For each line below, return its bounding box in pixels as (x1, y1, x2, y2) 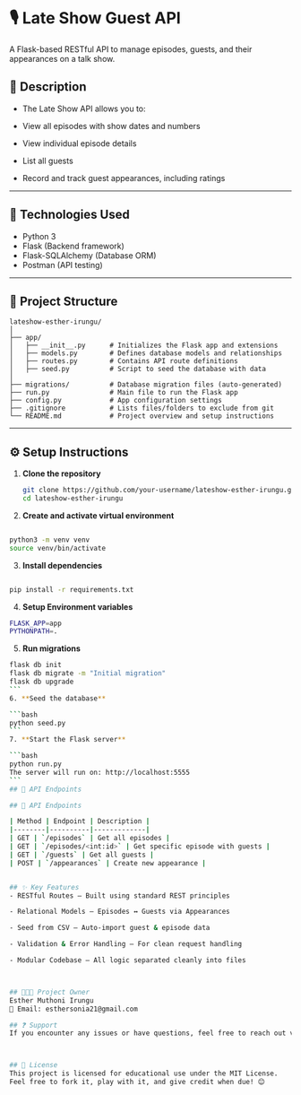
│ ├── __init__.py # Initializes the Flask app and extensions (9, 341, 279, 351)
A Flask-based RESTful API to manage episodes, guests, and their (9, 43, 253, 55)
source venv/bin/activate (9, 543, 106, 552)
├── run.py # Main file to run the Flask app (9, 388, 239, 397)
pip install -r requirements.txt (9, 585, 134, 594)
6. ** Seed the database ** (9, 693, 106, 703)
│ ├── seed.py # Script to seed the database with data (9, 365, 267, 374)
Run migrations (21, 643, 81, 654)
